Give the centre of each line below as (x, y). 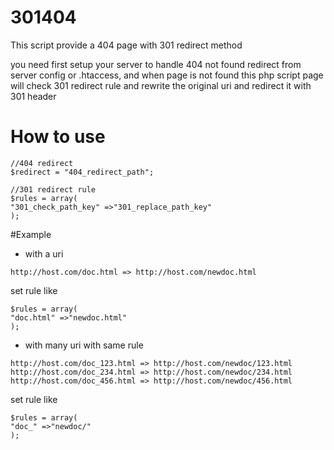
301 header (33, 96)
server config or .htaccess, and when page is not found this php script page (167, 75)
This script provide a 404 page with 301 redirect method (126, 45)
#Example (31, 234)
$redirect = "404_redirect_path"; (82, 172)
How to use (58, 137)
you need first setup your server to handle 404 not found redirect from (156, 64)
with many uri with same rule (84, 345)
